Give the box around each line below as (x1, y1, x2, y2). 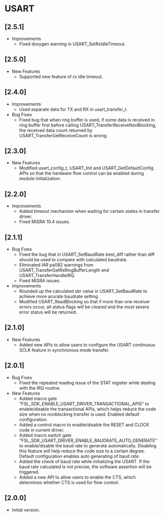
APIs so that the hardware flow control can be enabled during (19, 170, 144, 176)
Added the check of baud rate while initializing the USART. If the (19, 458, 150, 464)
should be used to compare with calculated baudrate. (19, 257, 128, 263)
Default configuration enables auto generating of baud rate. (19, 453, 140, 459)
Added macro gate (19, 396, 57, 401)
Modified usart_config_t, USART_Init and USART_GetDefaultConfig (19, 165, 154, 171)
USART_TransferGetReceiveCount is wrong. (19, 132, 108, 138)
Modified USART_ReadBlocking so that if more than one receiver (19, 299, 151, 305)
